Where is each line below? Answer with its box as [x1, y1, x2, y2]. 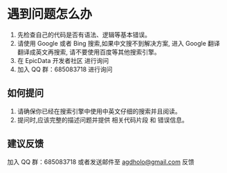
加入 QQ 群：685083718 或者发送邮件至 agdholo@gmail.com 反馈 [7, 157, 195, 166]
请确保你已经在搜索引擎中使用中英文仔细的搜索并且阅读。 [17, 107, 181, 115]
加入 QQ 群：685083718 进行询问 [17, 65, 113, 73]
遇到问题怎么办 [7, 6, 93, 22]
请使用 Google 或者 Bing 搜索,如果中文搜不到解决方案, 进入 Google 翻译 [17, 39, 220, 47]
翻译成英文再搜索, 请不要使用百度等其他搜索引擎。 [17, 48, 161, 56]
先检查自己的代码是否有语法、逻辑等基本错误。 [17, 30, 151, 39]
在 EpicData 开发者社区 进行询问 [17, 56, 109, 64]
